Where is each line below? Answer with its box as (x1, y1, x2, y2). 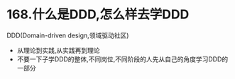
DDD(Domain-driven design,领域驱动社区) (6, 31, 129, 39)
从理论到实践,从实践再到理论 (16, 46, 100, 54)
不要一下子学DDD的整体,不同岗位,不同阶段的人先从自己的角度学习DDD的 (16, 54, 229, 63)
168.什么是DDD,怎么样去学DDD (6, 6, 190, 23)
